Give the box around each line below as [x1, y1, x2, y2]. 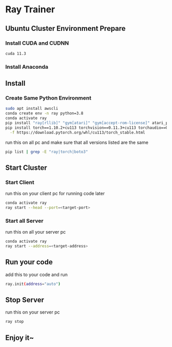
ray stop [5, 319, 24, 324]
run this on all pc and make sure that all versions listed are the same [5, 139, 148, 145]
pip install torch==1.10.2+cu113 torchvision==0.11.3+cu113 [5, 125, 137, 130]
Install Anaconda [5, 63, 49, 70]
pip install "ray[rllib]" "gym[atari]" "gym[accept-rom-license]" [5, 120, 150, 125]
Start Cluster [5, 163, 47, 172]
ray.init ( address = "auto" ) [5, 281, 60, 286]
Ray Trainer [5, 4, 55, 15]
